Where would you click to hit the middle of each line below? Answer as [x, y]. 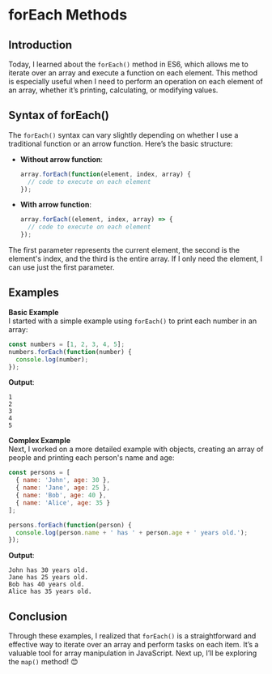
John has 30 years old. [49, 570]
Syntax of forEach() [59, 115]
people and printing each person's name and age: [91, 458]
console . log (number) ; [52, 359]
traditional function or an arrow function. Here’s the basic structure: [121, 143]
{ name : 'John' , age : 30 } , [63, 480]
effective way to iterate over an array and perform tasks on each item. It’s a [134, 645]
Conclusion [38, 616]
